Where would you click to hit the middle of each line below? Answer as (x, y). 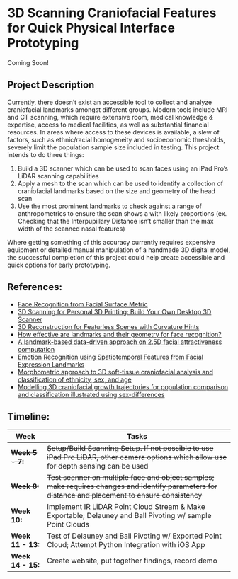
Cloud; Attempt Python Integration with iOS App (126, 545)
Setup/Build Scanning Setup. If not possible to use (130, 449)
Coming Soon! (28, 62)
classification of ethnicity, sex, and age (75, 379)
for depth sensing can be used (98, 466)
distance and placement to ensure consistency (125, 495)
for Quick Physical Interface (91, 28)
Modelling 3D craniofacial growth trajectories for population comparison (123, 386)
